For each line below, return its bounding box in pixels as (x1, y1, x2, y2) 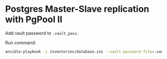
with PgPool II (5, 14, 63, 25)
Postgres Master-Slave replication (5, 3, 150, 15)
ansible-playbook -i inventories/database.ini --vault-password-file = (5, 49, 155, 54)
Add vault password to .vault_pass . (5, 30, 79, 36)
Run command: (5, 39, 36, 45)
